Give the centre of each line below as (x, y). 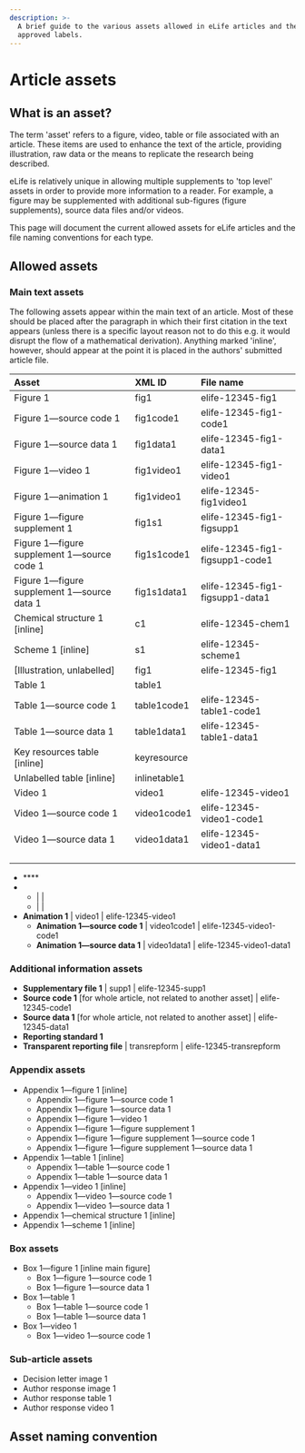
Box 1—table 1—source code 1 (92, 1306)
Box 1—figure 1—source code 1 (94, 1278)
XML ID (151, 382)
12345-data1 (46, 1027)
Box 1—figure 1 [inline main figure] (86, 1268)
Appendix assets (48, 1070)
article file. (29, 361)
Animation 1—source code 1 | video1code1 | (118, 926)
